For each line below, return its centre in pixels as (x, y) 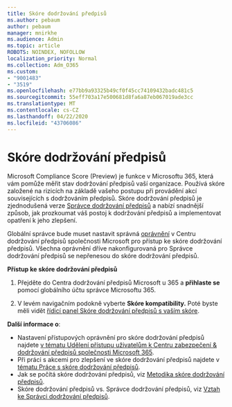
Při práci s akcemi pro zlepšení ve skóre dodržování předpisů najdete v (118, 360)
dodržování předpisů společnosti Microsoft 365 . (86, 352)
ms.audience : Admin (35, 39)
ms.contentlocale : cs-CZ (43, 110)
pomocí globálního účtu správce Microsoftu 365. (87, 290)
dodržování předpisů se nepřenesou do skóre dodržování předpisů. (103, 256)
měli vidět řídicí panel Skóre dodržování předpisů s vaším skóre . (108, 311)
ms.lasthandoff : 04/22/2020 (48, 116)
